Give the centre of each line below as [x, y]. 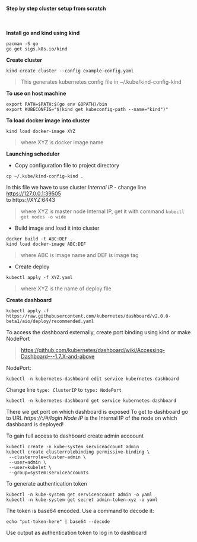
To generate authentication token [47, 484]
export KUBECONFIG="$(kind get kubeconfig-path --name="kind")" [87, 110]
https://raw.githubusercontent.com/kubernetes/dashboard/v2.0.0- [88, 316]
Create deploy [32, 267]
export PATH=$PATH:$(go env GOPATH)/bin [57, 104]
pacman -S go [22, 44]
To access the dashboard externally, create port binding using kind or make [99, 332]
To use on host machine [36, 93]
